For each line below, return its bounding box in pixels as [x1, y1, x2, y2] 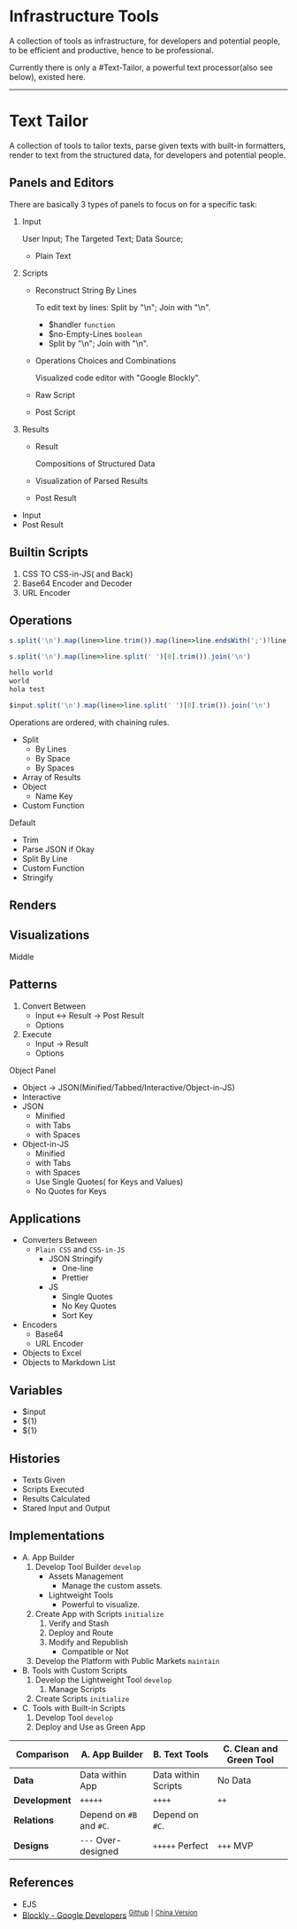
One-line [61, 1263, 94, 1274]
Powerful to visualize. [61, 1598, 140, 1610]
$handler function [48, 319, 116, 330]
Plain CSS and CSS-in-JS [34, 1244, 126, 1255]
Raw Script [34, 389, 75, 400]
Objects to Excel [21, 1347, 82, 1358]
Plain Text [34, 250, 72, 261]
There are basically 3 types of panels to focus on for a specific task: [9, 199, 258, 209]
